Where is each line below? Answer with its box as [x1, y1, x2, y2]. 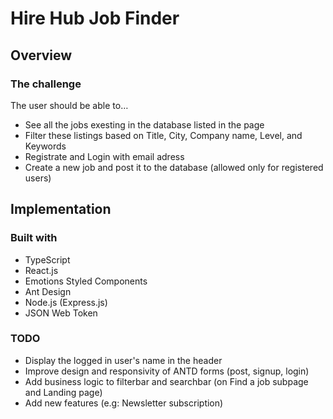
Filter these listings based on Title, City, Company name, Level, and [24, 129, 303, 141]
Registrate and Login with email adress [24, 150, 185, 162]
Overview [10, 47, 73, 64]
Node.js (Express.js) [24, 296, 108, 308]
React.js [24, 264, 59, 276]
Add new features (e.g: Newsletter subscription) [24, 397, 224, 409]
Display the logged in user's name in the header [24, 354, 223, 366]
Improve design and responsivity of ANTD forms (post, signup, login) [24, 365, 310, 377]
